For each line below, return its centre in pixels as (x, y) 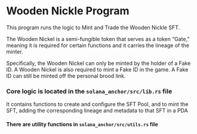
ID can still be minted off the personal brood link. (66, 76)
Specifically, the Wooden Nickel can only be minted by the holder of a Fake (98, 63)
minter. (15, 51)
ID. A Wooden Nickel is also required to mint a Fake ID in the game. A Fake (97, 69)
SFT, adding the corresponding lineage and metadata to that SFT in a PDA (97, 111)
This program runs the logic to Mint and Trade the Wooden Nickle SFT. (93, 27)
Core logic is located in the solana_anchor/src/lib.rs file (89, 91)
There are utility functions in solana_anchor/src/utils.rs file (82, 124)
